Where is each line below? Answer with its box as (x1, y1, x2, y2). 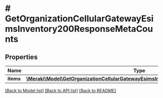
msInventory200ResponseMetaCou (5, 24, 153, 34)
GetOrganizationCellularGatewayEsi (5, 13, 154, 24)
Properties (5, 53, 38, 61)
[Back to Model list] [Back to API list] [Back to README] (5, 88, 116, 93)
